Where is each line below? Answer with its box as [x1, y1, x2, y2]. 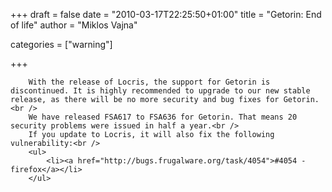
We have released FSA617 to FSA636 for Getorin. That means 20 [28, 112, 298, 122]
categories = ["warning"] [10, 39, 113, 50]
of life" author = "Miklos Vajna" [10, 19, 138, 31]
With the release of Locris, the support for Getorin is [28, 77, 271, 87]
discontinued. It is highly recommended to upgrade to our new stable [10, 86, 311, 96]
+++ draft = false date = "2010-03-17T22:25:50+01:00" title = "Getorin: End [10, 9, 322, 20]
